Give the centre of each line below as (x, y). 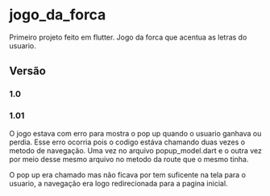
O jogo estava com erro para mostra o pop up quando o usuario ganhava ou (135, 133)
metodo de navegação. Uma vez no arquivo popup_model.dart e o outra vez (136, 150)
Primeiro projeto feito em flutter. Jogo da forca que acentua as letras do (128, 37)
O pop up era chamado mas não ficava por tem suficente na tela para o (128, 174)
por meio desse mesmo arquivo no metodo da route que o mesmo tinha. (129, 159)
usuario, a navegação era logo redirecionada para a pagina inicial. (118, 183)
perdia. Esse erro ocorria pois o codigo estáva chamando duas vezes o (127, 142)
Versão (28, 71)
